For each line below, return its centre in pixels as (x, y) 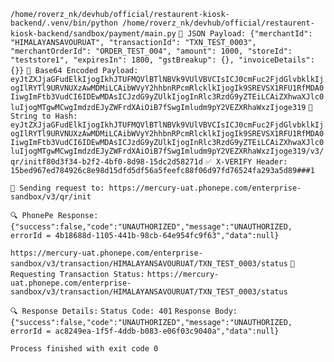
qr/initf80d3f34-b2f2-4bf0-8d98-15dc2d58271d (106, 162)
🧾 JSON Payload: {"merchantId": (245, 34)
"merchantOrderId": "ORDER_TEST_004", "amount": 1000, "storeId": (151, 51)
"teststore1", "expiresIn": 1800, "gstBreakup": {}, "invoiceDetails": (162, 60)
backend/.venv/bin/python (64, 23)
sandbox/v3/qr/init (51, 197)
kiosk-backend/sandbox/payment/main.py (93, 34)
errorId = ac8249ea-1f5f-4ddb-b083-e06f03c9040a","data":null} (145, 331)
